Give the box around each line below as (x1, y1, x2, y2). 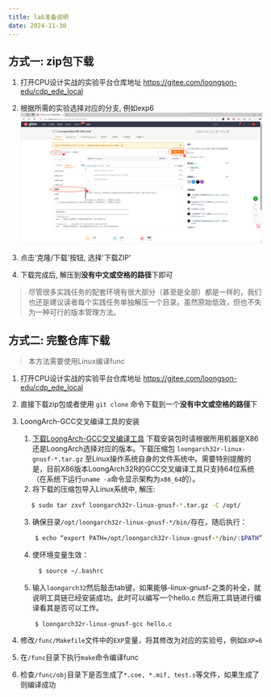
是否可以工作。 (53, 602, 103, 612)
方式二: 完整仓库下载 (8, 333, 110, 347)
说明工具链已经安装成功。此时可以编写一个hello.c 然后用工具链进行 (31, 593, 255, 602)
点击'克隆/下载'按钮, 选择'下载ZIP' (19, 253, 131, 263)
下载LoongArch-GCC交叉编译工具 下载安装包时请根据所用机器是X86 (31, 433, 260, 443)
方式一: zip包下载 (8, 54, 94, 68)
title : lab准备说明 (8, 13, 69, 21)
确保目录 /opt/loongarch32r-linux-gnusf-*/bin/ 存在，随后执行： (31, 517, 248, 526)
